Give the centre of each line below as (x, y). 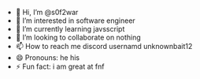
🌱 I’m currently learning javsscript (70, 29)
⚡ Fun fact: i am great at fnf (60, 66)
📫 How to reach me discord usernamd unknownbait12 (104, 46)
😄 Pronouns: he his (48, 58)
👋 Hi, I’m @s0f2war (47, 12)
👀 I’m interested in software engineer (75, 21)
